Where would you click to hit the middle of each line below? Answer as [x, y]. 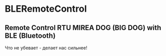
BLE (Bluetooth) [30, 35]
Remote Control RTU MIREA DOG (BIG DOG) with [83, 28]
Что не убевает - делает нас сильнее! [46, 48]
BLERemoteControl [46, 9]
